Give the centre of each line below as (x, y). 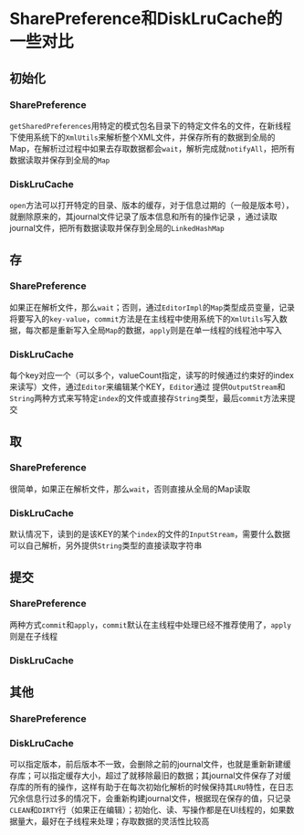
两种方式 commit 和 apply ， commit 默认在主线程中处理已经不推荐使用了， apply (151, 624)
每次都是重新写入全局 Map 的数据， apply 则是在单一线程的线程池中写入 (154, 330)
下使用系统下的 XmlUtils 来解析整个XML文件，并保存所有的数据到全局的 (142, 137)
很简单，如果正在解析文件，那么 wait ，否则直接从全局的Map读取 (130, 489)
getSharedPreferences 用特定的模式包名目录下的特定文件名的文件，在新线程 (151, 125)
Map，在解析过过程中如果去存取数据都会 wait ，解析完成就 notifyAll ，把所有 (152, 148)
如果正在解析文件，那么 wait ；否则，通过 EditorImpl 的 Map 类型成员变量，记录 (152, 307)
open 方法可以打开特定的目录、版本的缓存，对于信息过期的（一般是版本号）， (152, 206)
